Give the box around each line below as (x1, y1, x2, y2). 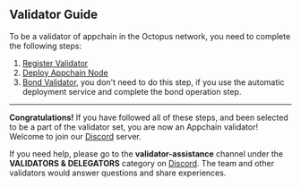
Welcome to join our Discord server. (9, 131, 142, 141)
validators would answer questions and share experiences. (9, 167, 227, 178)
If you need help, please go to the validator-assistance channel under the (9, 148, 284, 159)
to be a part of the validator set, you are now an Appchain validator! (9, 121, 258, 132)
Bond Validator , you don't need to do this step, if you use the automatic (21, 76, 285, 88)
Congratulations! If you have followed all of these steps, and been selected (9, 112, 288, 123)
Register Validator (21, 57, 89, 68)
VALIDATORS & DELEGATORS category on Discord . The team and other (9, 157, 275, 168)
